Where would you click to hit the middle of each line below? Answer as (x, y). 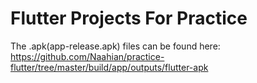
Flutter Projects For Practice (129, 18)
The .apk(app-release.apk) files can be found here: (115, 46)
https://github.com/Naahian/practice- (87, 56)
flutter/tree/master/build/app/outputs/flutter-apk (109, 67)
